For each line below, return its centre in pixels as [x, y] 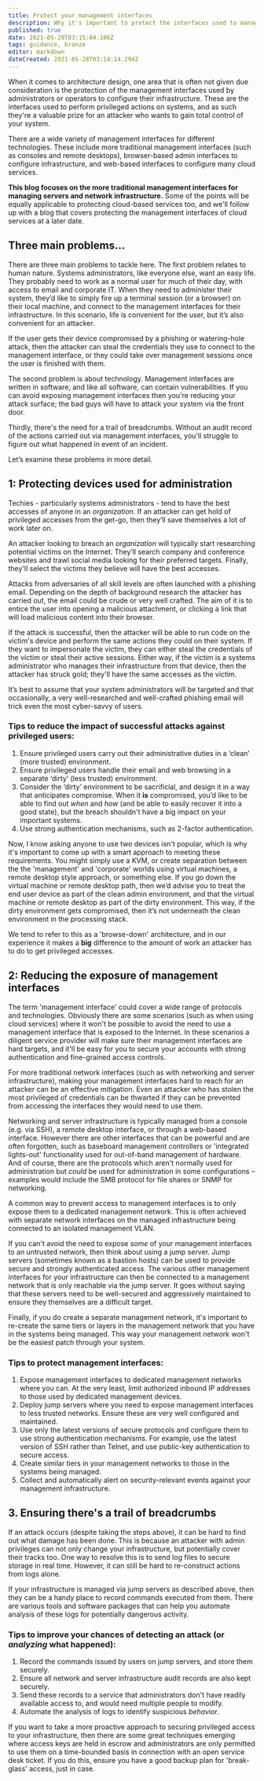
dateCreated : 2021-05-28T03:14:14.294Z [73, 60]
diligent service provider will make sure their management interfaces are [125, 1040]
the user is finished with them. [57, 363]
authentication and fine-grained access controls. [87, 1057]
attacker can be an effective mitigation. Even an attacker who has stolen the [131, 1089]
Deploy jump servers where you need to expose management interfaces [136, 1404]
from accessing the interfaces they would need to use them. [106, 1105]
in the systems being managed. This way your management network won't [129, 1333]
